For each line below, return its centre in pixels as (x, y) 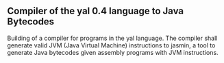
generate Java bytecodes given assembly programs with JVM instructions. (113, 52)
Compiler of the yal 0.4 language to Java (96, 11)
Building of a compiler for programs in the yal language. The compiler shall (112, 38)
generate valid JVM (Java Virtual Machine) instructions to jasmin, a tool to (111, 45)
